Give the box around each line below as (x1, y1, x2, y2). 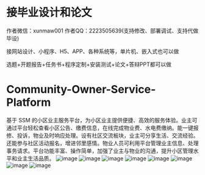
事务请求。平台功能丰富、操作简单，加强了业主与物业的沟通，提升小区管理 (6, 147, 193, 154)
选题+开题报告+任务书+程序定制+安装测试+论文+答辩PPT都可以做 (6, 61, 172, 68)
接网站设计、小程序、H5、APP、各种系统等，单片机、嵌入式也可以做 (6, 47, 179, 55)
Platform (6, 95, 51, 110)
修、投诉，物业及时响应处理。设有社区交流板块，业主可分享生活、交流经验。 (6, 132, 199, 139)
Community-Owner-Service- (6, 83, 156, 97)
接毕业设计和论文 (6, 6, 93, 20)
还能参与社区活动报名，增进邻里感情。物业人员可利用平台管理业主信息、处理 (6, 139, 199, 147)
